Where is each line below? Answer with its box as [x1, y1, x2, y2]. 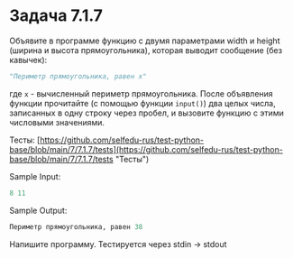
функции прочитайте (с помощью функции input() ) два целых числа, [9, 97, 277, 108]
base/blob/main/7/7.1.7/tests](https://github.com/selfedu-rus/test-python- [9, 143, 284, 154]
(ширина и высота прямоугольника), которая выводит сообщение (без [9, 44, 282, 55]
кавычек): [9, 54, 48, 65]
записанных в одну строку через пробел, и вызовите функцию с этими [9, 107, 284, 118]
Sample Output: [9, 205, 68, 216]
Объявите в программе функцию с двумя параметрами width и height [9, 35, 280, 46]
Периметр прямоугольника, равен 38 [9, 222, 143, 231]
